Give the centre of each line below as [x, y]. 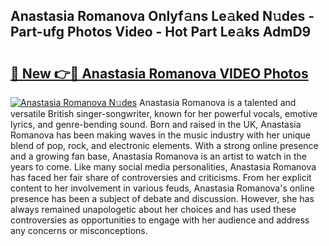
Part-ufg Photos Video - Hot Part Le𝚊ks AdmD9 [161, 32]
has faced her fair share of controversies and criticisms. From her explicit [161, 177]
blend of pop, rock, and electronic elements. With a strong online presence [164, 145]
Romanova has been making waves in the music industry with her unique [160, 135]
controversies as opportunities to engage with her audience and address [160, 220]
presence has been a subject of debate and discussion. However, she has [162, 198]
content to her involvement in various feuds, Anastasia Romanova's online [162, 188]
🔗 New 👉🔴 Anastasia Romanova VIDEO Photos [159, 73]
